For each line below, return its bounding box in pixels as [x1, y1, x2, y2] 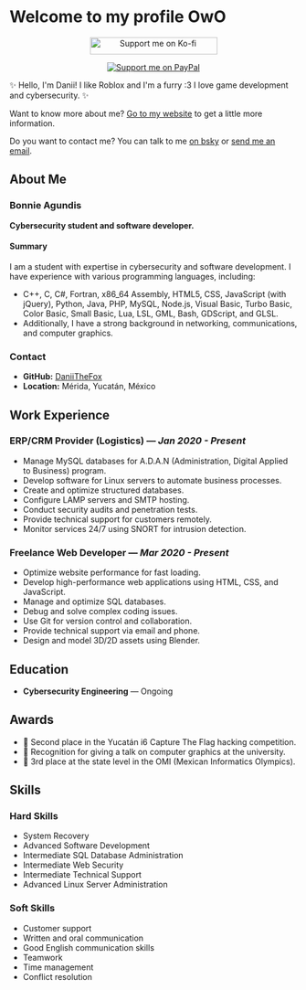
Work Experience [9, 407, 111, 422]
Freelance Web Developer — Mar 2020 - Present [9, 546, 229, 559]
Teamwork [22, 952, 63, 963]
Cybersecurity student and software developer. [9, 219, 195, 230]
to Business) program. [22, 464, 107, 476]
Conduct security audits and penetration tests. [22, 504, 198, 515]
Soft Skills [9, 902, 56, 915]
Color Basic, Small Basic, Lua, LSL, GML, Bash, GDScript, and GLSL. [22, 308, 279, 319]
